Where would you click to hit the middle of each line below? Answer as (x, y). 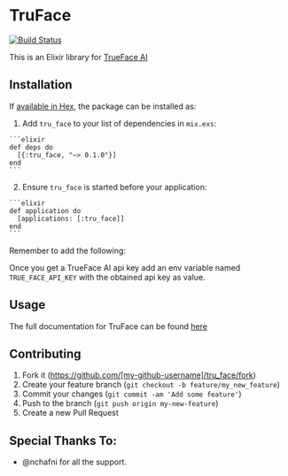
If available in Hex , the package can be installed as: (103, 106)
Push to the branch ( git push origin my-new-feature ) (120, 403)
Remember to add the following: (68, 250)
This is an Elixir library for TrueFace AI (78, 57)
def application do (45, 211)
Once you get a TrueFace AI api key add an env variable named (125, 267)
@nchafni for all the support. (74, 462)
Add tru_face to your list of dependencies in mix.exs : (119, 123)
